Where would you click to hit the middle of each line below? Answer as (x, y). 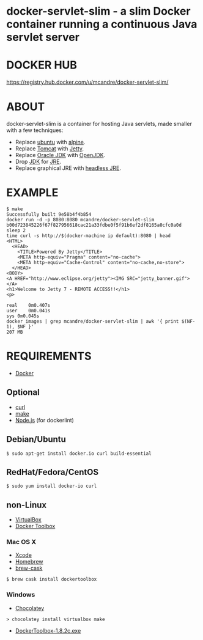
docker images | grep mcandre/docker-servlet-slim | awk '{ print (93, 322)
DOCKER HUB (42, 65)
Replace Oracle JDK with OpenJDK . (60, 155)
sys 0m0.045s (23, 316)
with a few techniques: (35, 130)
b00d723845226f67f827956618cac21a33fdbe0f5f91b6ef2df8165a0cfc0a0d (94, 225)
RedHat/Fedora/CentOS (53, 472)
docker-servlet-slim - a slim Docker (98, 11)
